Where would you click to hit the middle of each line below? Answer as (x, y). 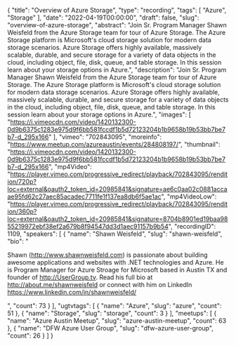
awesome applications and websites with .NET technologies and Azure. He (116, 262)
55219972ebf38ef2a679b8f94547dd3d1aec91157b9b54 (88, 226)
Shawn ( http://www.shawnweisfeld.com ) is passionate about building (108, 255)
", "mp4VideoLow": (189, 197)
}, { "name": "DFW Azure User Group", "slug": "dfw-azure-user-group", (111, 328)
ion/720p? (22, 181)
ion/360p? (22, 211)
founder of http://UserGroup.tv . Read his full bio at (80, 277)
